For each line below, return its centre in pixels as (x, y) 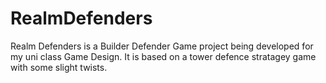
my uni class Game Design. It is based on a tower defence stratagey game (163, 56)
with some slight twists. (59, 67)
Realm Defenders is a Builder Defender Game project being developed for (162, 46)
